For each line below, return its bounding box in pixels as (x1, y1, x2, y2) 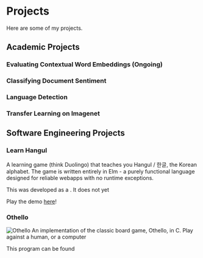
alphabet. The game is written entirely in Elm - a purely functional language (6, 167, 195, 175)
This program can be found (6, 245, 75, 252)
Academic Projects (6, 42, 80, 52)
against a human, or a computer (6, 233, 87, 240)
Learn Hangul (6, 146, 48, 155)
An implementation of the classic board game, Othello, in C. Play (31, 227, 193, 234)
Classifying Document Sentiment (6, 77, 107, 85)
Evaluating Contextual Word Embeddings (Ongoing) (6, 60, 163, 69)
